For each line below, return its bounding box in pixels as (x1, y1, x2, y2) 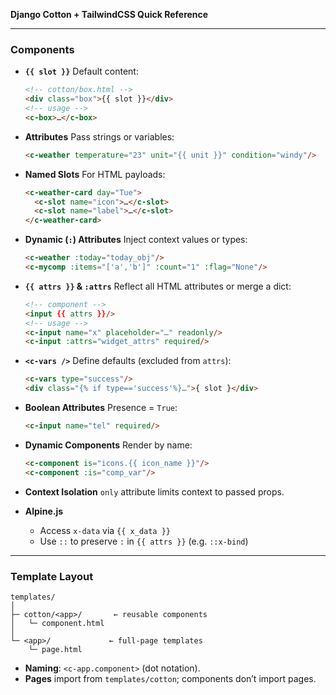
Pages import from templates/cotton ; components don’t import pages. (24, 672, 317, 684)
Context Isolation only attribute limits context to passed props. (24, 485, 285, 498)
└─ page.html (28, 644, 83, 654)
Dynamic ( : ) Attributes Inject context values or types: (24, 234, 248, 246)
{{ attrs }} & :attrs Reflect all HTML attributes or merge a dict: (24, 280, 292, 292)
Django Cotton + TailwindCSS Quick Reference (10, 9, 209, 20)
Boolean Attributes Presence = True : (24, 402, 178, 414)
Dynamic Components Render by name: (24, 439, 193, 451)
